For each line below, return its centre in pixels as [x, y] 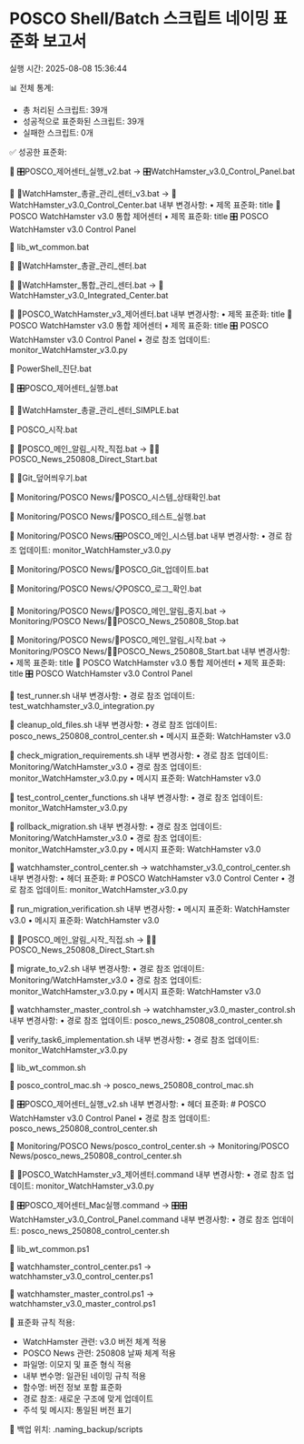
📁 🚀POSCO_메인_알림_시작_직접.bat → [78, 449]
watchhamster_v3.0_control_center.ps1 [82, 1276]
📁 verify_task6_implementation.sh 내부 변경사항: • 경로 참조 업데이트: [134, 1039]
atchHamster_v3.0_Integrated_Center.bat [89, 295]
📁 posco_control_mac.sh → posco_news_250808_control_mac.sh [132, 1085]
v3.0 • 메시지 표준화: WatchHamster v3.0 [84, 920]
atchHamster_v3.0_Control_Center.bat [83, 205]
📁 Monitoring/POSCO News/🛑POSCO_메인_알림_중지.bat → [118, 611]
